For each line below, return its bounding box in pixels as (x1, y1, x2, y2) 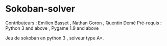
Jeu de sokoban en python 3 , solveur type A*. (5, 35, 104, 41)
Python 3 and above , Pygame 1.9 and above (5, 25, 99, 31)
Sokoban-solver (5, 3, 76, 15)
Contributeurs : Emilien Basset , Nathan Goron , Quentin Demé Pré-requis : (5, 20, 162, 26)
